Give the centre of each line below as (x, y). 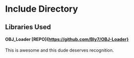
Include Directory (42, 9)
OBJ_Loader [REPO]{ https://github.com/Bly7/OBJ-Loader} (67, 39)
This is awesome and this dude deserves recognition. (60, 50)
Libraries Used (28, 27)
